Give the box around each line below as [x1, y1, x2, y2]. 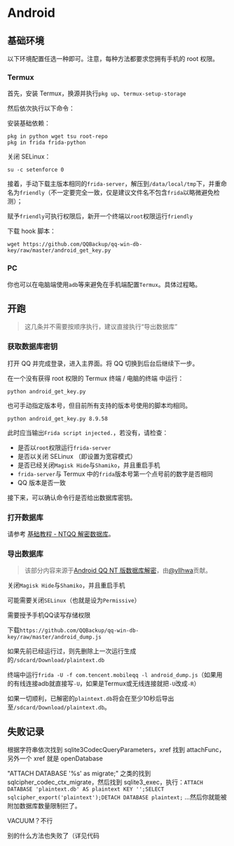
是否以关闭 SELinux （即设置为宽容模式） [17, 452, 137, 460]
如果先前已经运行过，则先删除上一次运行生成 [7, 647, 137, 655]
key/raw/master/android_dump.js [7, 633, 102, 641]
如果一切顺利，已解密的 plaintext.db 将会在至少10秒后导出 [7, 694, 174, 703]
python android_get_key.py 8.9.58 [7, 415, 109, 422]
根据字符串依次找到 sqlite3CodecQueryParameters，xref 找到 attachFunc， [7, 746, 226, 754]
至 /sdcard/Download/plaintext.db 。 [7, 703, 111, 711]
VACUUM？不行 [7, 817, 53, 825]
